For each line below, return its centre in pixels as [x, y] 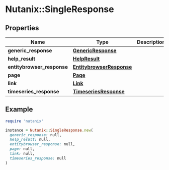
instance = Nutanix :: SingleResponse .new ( [49, 130]
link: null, [22, 154]
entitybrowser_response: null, [43, 144]
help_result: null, [30, 140]
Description [151, 42]
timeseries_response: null [38, 158]
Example [19, 109]
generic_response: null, [36, 135]
